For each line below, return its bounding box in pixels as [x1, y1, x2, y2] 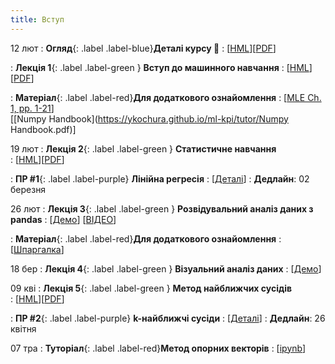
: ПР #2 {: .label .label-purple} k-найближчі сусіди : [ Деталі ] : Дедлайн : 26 [10, 312, 326, 324]
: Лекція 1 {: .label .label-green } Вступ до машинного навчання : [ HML [10, 61, 310, 73]
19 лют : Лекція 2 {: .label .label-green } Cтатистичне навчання [10, 142, 277, 155]
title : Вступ [10, 14, 65, 25]
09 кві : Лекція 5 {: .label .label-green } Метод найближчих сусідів [10, 282, 293, 294]
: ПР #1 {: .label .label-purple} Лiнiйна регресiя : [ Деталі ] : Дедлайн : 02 [10, 172, 310, 185]
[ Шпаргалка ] [10, 243, 65, 255]
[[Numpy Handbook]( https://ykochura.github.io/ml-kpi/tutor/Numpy [10, 112, 289, 125]
